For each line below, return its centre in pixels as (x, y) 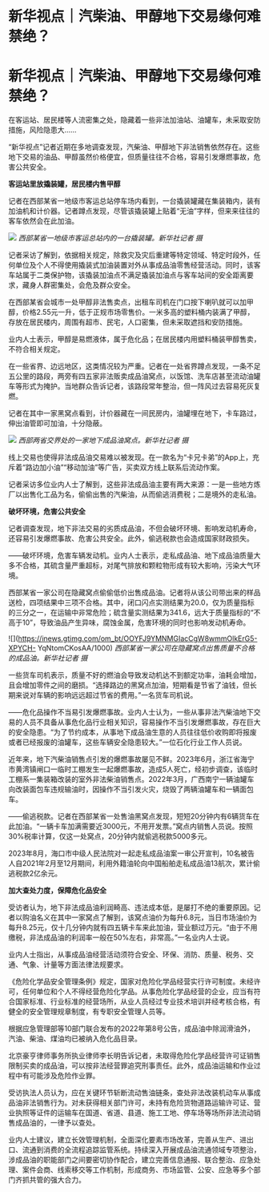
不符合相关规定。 (36, 349)
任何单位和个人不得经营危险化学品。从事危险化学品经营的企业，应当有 (138, 992)
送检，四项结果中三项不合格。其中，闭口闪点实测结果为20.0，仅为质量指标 (131, 602)
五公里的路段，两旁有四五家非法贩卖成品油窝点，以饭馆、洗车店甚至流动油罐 (134, 377)
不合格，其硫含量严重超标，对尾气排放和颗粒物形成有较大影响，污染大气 (134, 566)
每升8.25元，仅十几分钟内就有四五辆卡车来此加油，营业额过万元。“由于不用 (133, 928)
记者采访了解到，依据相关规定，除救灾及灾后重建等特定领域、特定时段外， (131, 255)
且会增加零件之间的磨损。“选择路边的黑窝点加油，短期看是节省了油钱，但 (129, 685)
